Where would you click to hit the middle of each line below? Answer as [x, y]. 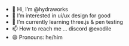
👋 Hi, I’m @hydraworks [40, 9]
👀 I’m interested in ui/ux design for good [61, 16]
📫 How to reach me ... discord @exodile [62, 29]
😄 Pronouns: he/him [37, 37]
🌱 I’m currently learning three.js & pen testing [67, 22]
